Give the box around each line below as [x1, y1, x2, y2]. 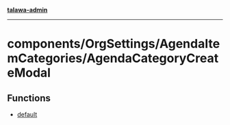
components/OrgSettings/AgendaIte [7, 36, 220, 52]
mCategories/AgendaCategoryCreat [7, 51, 219, 66]
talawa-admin [7, 6, 48, 14]
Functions [7, 92, 51, 104]
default [16, 111, 38, 118]
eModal [7, 65, 51, 81]
